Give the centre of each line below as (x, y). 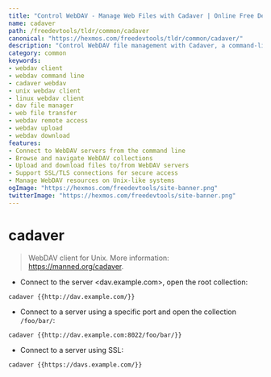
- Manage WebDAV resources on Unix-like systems (92, 181)
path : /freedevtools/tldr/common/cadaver (79, 31)
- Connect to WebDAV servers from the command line (97, 151)
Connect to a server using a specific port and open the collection (128, 312)
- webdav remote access (48, 121)
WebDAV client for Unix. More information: (98, 258)
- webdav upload (35, 128)
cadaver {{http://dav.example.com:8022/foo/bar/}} (95, 335)
